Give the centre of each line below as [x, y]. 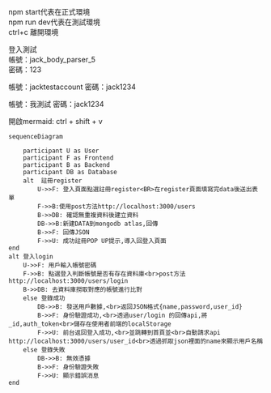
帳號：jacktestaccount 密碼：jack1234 [72, 87]
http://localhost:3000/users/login [68, 281]
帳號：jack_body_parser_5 [52, 60]
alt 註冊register [53, 181]
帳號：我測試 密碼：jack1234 [56, 104]
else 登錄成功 [44, 298]
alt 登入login [31, 257]
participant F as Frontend [68, 158]
